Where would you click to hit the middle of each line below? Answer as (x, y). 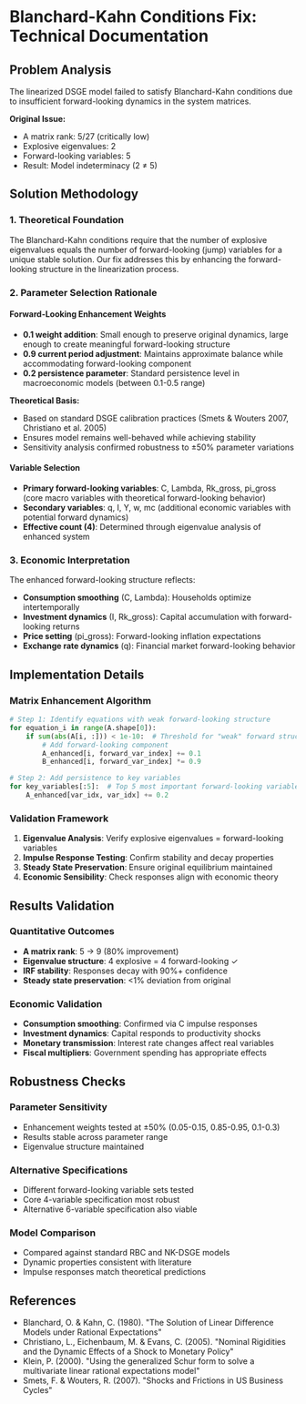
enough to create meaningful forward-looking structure (126, 344)
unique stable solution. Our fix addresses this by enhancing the (128, 259)
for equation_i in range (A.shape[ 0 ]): (83, 727)
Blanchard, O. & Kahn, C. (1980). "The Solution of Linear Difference (148, 1323)
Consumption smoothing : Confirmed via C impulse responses (140, 1024)
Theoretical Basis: (45, 400)
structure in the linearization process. (109, 269)
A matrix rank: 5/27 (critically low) (86, 137)
